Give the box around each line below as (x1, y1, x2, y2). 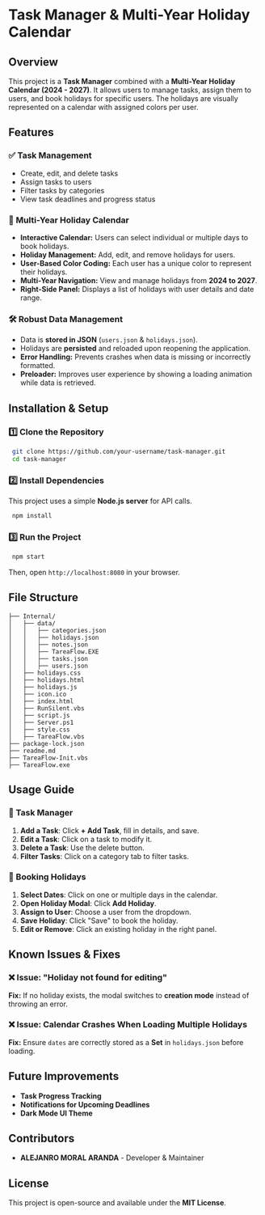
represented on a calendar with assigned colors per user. (8, 103, 199, 112)
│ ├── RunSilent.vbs (8, 704, 85, 713)
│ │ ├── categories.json (8, 626, 107, 634)
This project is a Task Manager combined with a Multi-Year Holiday (8, 77, 236, 86)
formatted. (19, 361, 56, 370)
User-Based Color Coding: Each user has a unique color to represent (19, 258, 252, 268)
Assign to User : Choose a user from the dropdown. (19, 907, 191, 917)
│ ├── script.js (8, 711, 70, 719)
